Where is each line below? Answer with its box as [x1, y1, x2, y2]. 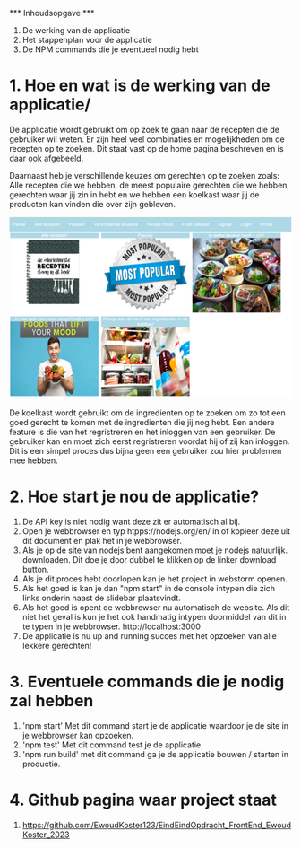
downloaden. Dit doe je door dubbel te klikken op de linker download [21, 555, 277, 564]
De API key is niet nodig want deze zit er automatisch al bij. [21, 516, 241, 527]
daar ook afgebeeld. [9, 153, 84, 163]
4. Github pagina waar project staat [9, 790, 278, 810]
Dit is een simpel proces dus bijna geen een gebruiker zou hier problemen [9, 446, 282, 457]
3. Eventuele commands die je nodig [9, 672, 285, 692]
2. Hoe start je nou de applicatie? [9, 486, 260, 507]
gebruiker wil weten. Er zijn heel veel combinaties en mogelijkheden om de [9, 134, 285, 144]
